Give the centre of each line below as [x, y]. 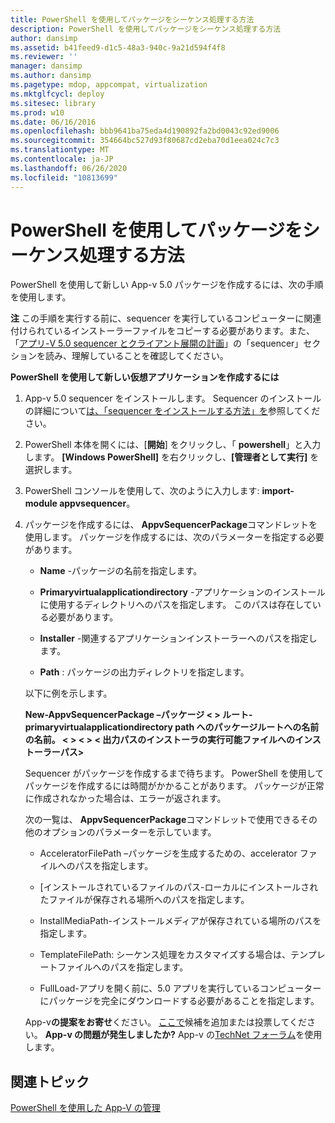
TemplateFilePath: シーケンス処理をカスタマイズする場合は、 [165, 955]
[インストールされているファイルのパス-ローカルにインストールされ [179, 887]
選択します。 [51, 470]
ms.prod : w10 [37, 112]
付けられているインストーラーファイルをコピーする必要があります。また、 [163, 331]
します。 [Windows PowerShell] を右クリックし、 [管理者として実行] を [172, 457]
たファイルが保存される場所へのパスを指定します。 [144, 900]
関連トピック [50, 1081]
